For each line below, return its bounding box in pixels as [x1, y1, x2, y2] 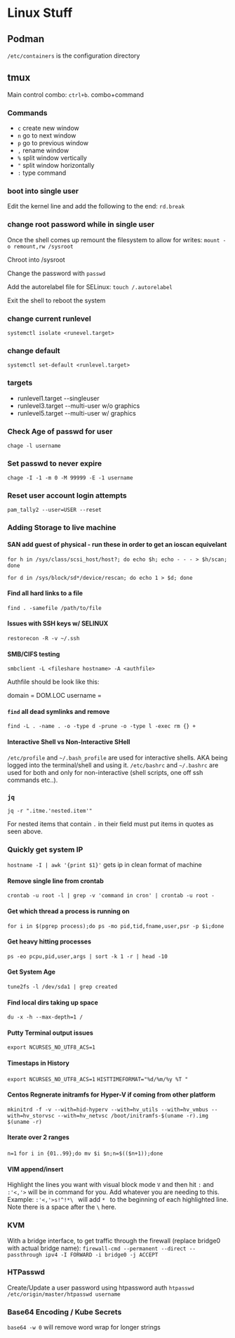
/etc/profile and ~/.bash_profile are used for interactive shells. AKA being [7, 753, 228, 762]
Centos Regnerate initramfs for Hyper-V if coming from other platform [7, 1090, 216, 1099]
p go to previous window [17, 139, 89, 147]
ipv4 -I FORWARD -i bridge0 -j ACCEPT [44, 1251, 159, 1258]
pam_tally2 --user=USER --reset [7, 507, 102, 514]
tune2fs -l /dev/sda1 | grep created [7, 983, 118, 991]
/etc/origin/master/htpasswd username [7, 1290, 121, 1298]
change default [7, 345, 61, 355]
